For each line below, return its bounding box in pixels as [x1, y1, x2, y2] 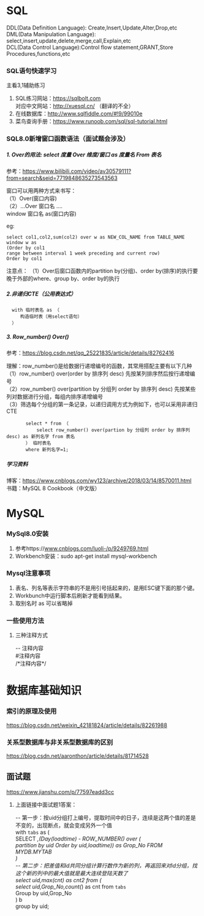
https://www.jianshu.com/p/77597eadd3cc [6, 788, 115, 795]
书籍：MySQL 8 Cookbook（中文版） [6, 485, 100, 492]
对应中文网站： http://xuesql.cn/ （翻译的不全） [15, 102, 134, 110]
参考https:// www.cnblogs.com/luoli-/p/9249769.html [15, 544, 149, 552]
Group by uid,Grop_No [15, 889, 72, 896]
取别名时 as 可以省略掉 [15, 599, 73, 607]
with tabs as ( [15, 828, 50, 836]
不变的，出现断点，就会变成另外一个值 [15, 822, 112, 829]
